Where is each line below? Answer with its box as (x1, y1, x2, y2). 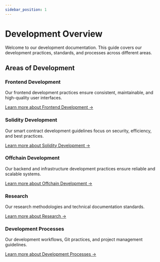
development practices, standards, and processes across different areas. (5, 49, 152, 55)
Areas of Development (5, 64, 75, 72)
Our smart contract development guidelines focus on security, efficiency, (5, 128, 152, 134)
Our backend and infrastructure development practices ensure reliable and (5, 166, 156, 171)
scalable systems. (5, 171, 41, 177)
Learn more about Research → (5, 214, 67, 219)
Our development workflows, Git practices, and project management (5, 237, 143, 242)
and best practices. (5, 133, 44, 139)
